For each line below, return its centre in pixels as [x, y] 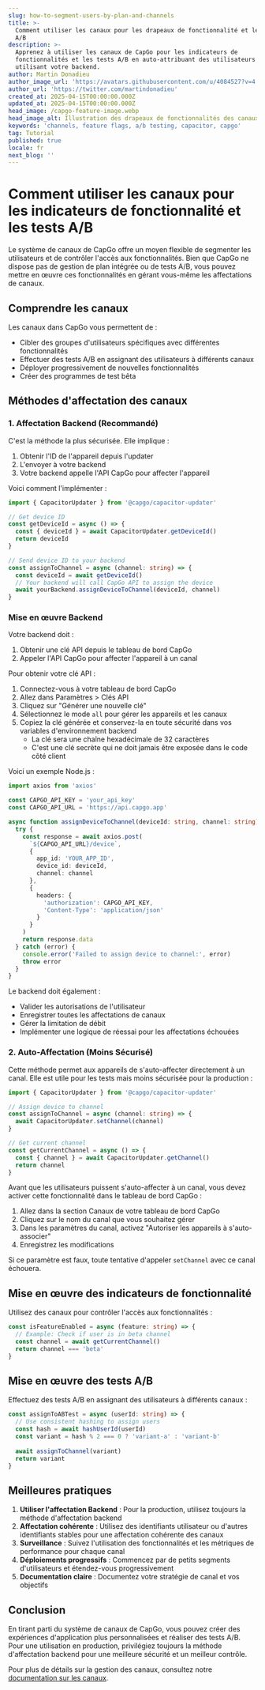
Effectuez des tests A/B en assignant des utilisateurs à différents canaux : [128, 1400]
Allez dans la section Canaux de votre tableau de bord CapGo [120, 1211]
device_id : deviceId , [72, 866]
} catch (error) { [46, 947]
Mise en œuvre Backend [56, 617]
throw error [42, 961]
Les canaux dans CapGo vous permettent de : [83, 327]
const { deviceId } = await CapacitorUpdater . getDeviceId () [116, 532]
